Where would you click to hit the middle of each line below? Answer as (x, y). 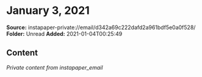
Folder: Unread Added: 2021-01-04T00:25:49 (64, 33)
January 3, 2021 (48, 11)
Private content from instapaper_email (55, 67)
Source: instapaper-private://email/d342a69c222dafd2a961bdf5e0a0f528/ (101, 27)
